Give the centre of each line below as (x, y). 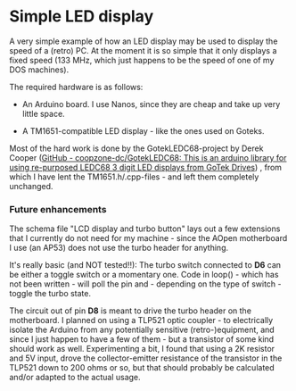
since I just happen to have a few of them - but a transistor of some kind (142, 339)
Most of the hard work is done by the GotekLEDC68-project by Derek (136, 148)
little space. (43, 113)
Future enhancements (58, 209)
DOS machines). (39, 70)
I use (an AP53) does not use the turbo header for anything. (119, 248)
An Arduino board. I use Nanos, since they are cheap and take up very (151, 104)
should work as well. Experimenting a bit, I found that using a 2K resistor (142, 349)
